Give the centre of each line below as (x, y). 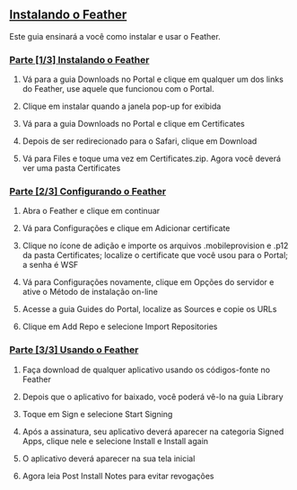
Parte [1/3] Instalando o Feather (79, 59)
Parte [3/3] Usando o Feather (74, 350)
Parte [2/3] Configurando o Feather (88, 192)
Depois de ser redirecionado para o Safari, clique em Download (140, 141)
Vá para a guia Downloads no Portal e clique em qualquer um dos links (153, 79)
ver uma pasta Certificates (71, 168)
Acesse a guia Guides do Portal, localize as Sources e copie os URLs (149, 309)
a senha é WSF (50, 265)
